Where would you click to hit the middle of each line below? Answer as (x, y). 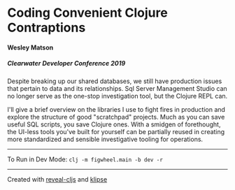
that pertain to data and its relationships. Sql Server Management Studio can (117, 88)
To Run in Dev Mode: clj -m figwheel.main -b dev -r (85, 159)
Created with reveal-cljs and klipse (57, 179)
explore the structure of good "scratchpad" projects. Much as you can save (116, 117)
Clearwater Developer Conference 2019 (66, 64)
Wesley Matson (30, 47)
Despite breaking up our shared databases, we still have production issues (115, 81)
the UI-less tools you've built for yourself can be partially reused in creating (116, 131)
